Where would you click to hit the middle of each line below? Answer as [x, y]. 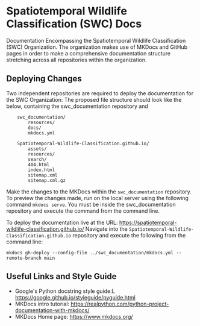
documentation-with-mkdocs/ [52, 310]
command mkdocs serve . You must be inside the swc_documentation [91, 204]
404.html [39, 165]
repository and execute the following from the [129, 235]
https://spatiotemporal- [148, 222]
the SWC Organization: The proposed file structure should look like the [94, 99]
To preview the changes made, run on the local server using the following [97, 198]
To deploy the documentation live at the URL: [62, 222]
